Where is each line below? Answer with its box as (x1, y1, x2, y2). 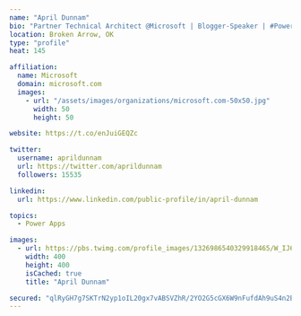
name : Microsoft (17, 71, 78, 81)
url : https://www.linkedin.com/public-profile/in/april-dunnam (17, 195, 258, 204)
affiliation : (9, 63, 58, 72)
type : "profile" (9, 38, 70, 48)
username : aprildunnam (17, 154, 102, 162)
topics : (9, 211, 39, 220)
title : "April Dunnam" (25, 277, 110, 286)
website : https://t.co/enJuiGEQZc (9, 129, 139, 138)
